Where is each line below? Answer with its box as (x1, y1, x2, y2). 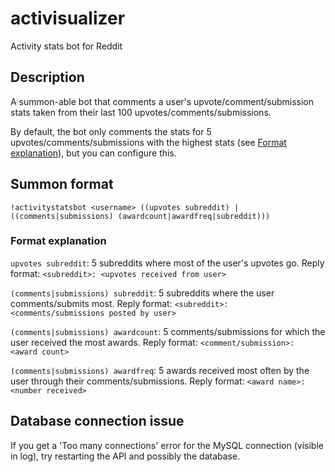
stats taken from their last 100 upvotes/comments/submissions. (10, 106, 272, 118)
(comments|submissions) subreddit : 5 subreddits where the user (10, 287, 275, 299)
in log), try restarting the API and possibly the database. (10, 450, 241, 462)
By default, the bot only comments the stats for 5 (10, 125, 212, 137)
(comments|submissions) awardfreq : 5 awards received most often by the (10, 364, 310, 376)
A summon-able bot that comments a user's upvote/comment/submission (10, 95, 315, 107)
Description (10, 69, 85, 86)
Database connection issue (10, 413, 185, 430)
